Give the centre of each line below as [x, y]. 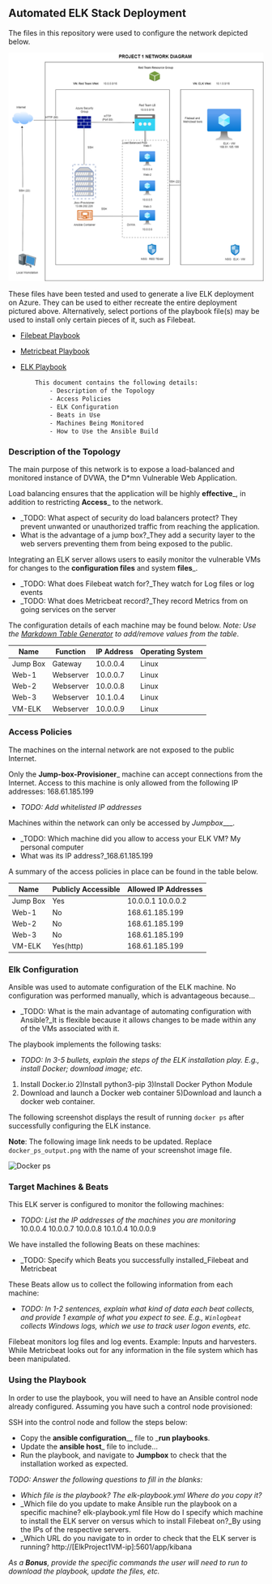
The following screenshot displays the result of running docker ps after [126, 1117]
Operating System [172, 652]
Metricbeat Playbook [55, 351]
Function [71, 652]
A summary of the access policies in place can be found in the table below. [134, 871]
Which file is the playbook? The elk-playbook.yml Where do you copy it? [141, 1495]
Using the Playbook [47, 1380]
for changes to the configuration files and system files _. [103, 567]
